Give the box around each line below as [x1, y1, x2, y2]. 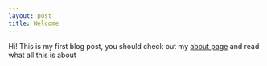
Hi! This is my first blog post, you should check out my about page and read [8, 41, 260, 51]
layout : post [8, 11, 52, 20]
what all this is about [8, 50, 76, 60]
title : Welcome [8, 19, 60, 27]
